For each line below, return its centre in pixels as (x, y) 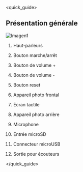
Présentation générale (42, 23)
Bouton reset (27, 85)
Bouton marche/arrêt (35, 55)
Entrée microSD (30, 134)
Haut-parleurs (28, 45)
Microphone (26, 124)
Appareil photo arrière (36, 114)
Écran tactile (26, 104)
